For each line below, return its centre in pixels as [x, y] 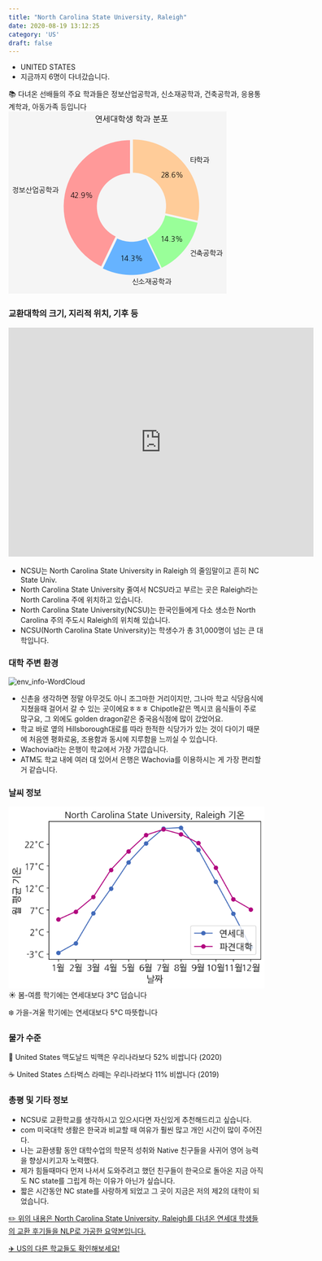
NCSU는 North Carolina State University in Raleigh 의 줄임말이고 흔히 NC [139, 571]
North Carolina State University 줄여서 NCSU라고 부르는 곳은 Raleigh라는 [139, 589]
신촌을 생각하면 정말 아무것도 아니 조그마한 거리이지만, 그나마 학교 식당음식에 [142, 698]
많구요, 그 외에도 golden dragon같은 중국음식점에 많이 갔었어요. [122, 718]
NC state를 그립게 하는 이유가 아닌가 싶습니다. [102, 1180]
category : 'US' [34, 34]
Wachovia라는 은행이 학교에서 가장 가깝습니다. [94, 749]
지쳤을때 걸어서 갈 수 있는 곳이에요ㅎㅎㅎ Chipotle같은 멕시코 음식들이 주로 [138, 708]
